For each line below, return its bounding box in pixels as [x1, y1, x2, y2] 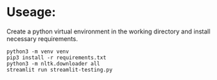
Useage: [6, 4, 56, 20]
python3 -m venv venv [6, 48, 70, 55]
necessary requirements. [6, 34, 78, 42]
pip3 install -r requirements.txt [6, 54, 107, 61]
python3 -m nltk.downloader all [6, 60, 100, 67]
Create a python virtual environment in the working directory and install [6, 27, 211, 35]
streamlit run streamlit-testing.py [6, 66, 113, 73]
